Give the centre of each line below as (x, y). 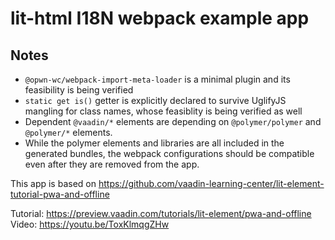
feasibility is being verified (79, 90)
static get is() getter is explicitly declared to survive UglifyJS (155, 100)
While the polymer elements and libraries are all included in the (154, 143)
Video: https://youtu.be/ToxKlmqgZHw (90, 224)
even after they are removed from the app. (112, 164)
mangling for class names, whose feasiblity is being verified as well (163, 111)
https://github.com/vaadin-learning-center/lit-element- (211, 183)
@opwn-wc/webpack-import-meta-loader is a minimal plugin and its (157, 79)
